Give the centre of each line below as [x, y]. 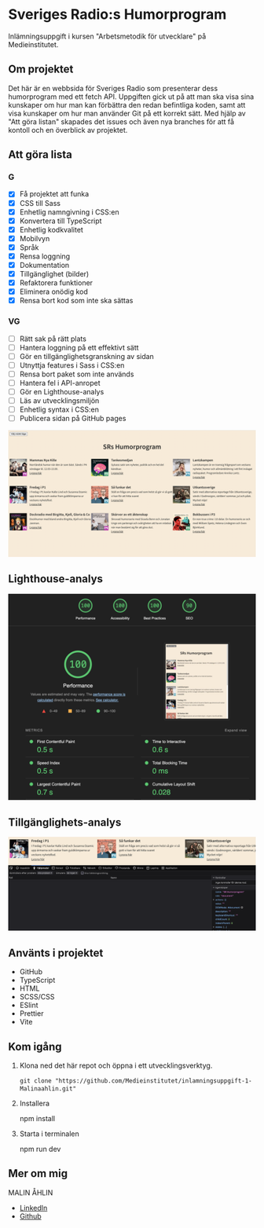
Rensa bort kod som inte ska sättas [76, 301]
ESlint [29, 1005]
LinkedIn [33, 1208]
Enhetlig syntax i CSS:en [59, 409]
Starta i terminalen [49, 1134]
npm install [37, 1119]
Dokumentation [44, 265]
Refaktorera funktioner [56, 283]
